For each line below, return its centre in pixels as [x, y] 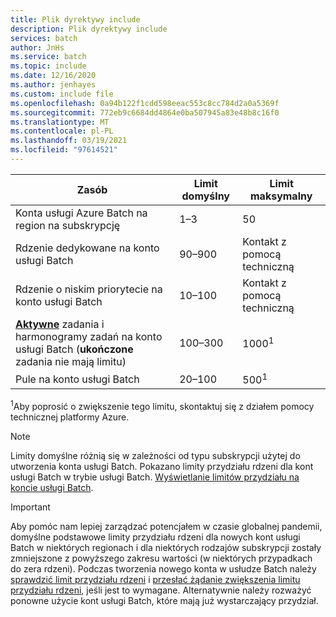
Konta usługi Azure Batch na [81, 213]
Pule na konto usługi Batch [77, 379]
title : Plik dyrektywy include [75, 19]
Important [30, 507]
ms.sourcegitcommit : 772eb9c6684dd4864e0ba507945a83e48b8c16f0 [145, 112]
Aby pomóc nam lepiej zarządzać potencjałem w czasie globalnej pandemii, [166, 526]
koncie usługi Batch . [52, 487]
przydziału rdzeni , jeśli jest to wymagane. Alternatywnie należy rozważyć [161, 590]
